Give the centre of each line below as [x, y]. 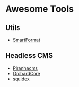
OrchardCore [27, 73]
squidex [21, 79]
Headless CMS [29, 56]
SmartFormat [27, 40]
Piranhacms [25, 68]
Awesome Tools [39, 9]
